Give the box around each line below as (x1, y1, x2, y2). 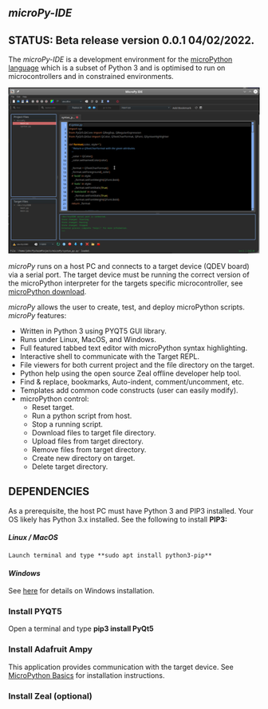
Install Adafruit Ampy (8, 644, 93, 655)
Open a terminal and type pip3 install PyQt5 (8, 624, 154, 633)
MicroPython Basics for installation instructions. (8, 670, 165, 680)
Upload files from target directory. (31, 436, 144, 446)
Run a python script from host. (31, 411, 132, 420)
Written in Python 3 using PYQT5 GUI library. (19, 326, 167, 336)
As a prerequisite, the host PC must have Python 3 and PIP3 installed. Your (8, 506, 254, 515)
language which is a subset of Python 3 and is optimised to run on (8, 63, 226, 73)
